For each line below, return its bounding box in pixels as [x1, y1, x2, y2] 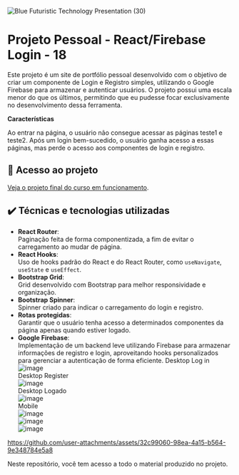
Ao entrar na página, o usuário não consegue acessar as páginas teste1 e [7, 128, 223, 137]
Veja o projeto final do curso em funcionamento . [7, 183, 149, 192]
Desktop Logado [17, 386, 67, 395]
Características [7, 114, 55, 123]
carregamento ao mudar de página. [17, 242, 123, 251]
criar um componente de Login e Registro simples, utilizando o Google [7, 78, 214, 86]
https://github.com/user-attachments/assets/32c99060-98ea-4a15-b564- [7, 438, 226, 446]
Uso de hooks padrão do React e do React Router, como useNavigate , [17, 257, 223, 266]
